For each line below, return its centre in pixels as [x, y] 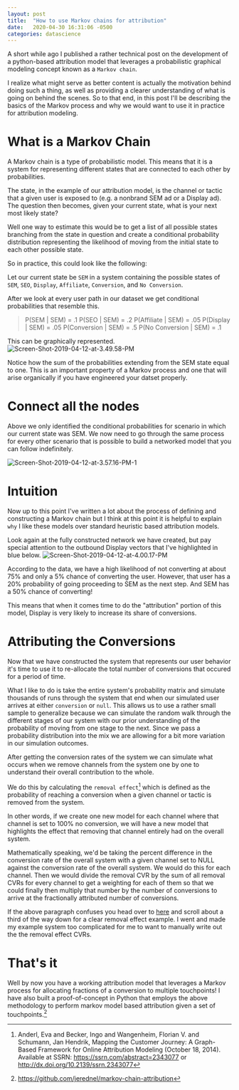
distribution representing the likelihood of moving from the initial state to [113, 242]
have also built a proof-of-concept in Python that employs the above [108, 998]
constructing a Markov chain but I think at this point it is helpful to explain [115, 519]
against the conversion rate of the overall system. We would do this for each [119, 867]
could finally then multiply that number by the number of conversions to [112, 890]
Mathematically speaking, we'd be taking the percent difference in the [110, 852]
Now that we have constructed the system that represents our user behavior [119, 661]
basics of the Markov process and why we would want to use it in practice [116, 106]
